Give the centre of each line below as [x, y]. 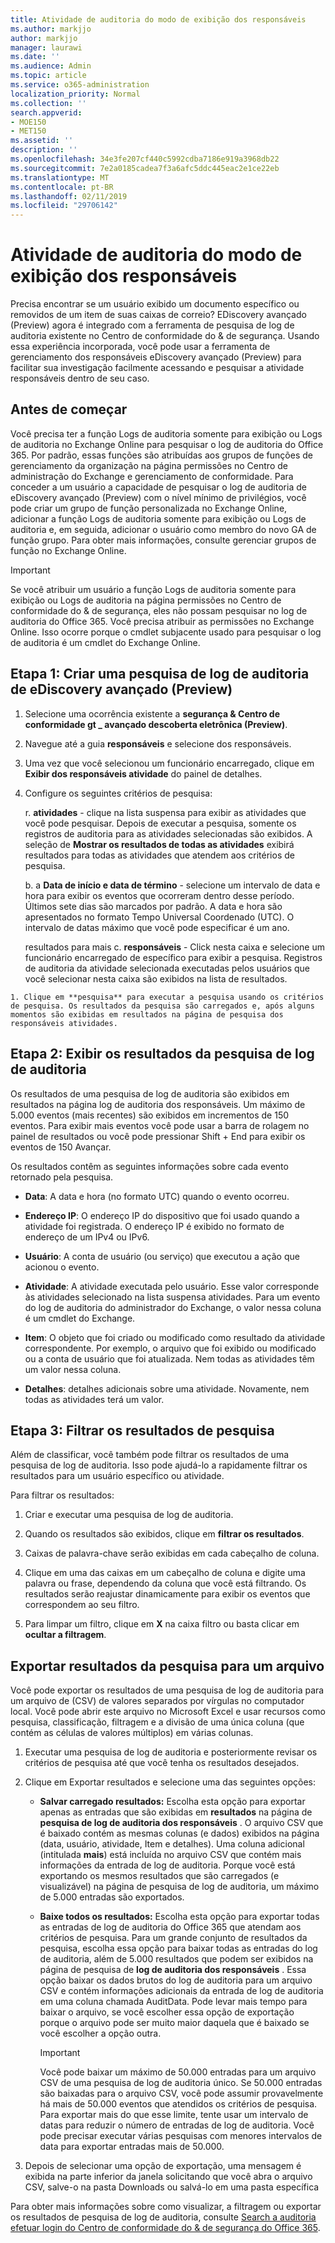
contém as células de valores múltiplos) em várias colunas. [132, 1733]
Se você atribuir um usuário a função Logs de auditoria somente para [153, 589]
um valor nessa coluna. [73, 1369]
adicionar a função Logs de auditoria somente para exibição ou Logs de [158, 518]
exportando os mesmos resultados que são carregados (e [159, 1876]
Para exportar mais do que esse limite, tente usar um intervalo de [174, 2115]
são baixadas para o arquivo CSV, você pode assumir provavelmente [181, 2093]
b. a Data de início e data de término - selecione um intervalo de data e [172, 885]
